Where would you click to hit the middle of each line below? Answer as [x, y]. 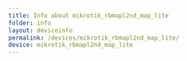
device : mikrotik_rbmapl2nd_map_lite [71, 45]
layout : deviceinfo [41, 30]
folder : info [30, 23]
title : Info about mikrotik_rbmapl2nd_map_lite [89, 15]
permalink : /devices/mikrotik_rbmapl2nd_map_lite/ [94, 38]
